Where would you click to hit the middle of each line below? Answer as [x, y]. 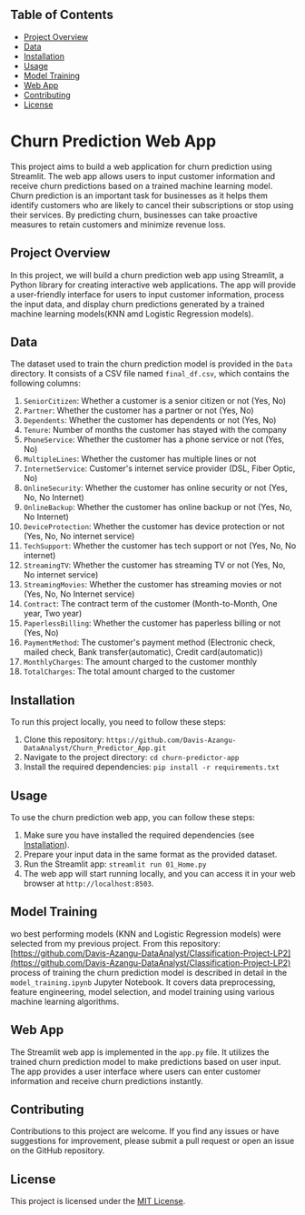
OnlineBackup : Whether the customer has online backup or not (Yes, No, [158, 507]
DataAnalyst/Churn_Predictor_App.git [95, 748]
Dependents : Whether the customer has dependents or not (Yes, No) [150, 420]
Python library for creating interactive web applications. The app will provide [153, 285]
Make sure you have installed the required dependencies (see [139, 835]
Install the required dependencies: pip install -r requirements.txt [152, 767]
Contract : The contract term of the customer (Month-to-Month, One [150, 604]
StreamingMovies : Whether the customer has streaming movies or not [152, 585]
